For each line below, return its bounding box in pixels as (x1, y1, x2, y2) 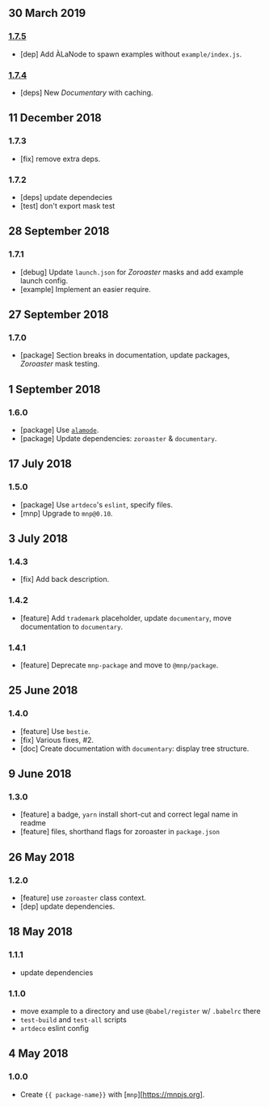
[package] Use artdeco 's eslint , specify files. (19, 499, 174, 509)
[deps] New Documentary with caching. (19, 87, 153, 97)
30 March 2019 (8, 6, 86, 20)
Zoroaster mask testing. (19, 359, 100, 369)
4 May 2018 (8, 1047, 69, 1061)
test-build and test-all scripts (19, 1015, 127, 1024)
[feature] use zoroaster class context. (19, 893, 147, 903)
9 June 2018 (8, 767, 72, 781)
